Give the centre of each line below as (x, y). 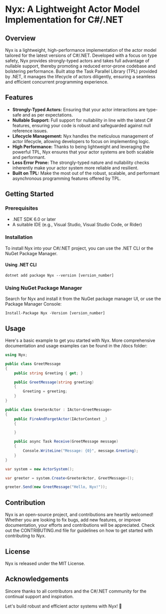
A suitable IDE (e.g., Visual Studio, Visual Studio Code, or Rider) (77, 224)
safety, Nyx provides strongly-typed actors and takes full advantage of (77, 61)
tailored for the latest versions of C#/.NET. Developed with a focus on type (81, 55)
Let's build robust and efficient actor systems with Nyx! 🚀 (64, 606)
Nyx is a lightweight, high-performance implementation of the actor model (81, 50)
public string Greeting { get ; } (49, 373)
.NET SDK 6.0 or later (34, 219)
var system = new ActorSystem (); (40, 469)
